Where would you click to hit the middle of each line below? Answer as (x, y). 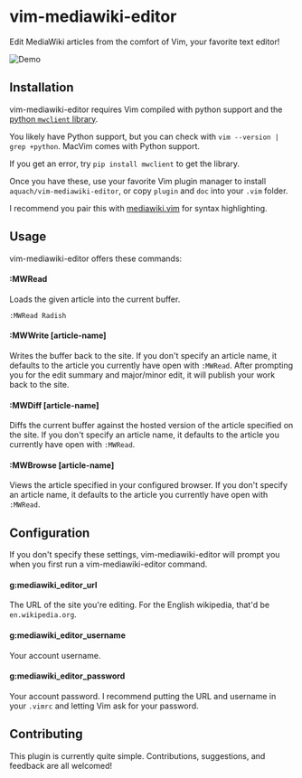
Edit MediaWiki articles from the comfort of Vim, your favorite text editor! (145, 42)
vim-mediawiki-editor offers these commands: (96, 258)
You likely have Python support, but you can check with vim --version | (144, 136)
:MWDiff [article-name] (54, 405)
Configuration (50, 533)
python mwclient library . (54, 118)
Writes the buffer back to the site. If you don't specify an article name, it (143, 355)
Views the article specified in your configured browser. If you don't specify (148, 485)
